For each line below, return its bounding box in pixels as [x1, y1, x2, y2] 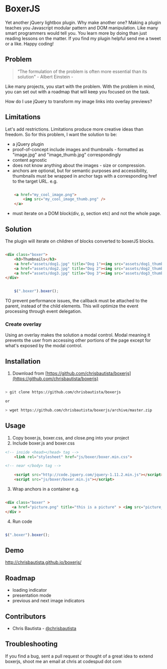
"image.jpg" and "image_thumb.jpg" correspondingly [12, 152, 121, 158]
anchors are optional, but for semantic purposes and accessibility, [12, 168, 148, 174]
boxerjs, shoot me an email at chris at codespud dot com [5, 658, 122, 664]
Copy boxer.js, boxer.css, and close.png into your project [12, 435, 129, 441]
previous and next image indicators [12, 598, 85, 604]
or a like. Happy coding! [5, 40, 54, 46]
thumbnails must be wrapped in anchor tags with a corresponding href [12, 173, 158, 179]
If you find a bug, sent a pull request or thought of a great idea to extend [5, 653, 153, 659]
